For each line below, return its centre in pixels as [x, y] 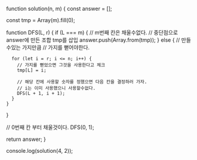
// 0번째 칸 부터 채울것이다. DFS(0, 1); [50, 127]
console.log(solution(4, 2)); [40, 151]
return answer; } [26, 139]
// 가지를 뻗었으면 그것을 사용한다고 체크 [61, 65]
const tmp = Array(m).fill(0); [41, 20]
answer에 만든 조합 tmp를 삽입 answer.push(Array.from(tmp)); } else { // [93, 40]
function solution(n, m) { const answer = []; [59, 9]
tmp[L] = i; [32, 70]
